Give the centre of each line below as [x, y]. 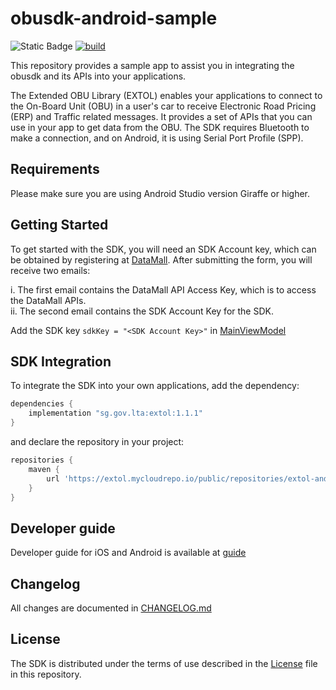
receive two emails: [50, 270]
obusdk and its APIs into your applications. [98, 76]
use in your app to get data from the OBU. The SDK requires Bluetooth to [160, 127]
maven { [44, 469]
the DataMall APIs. [48, 300]
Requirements [55, 169]
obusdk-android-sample [114, 18]
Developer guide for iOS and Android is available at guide [128, 553]
